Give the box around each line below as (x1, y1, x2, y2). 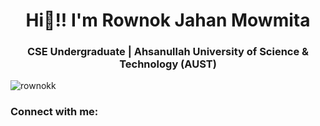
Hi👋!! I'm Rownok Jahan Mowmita (25, 9, 311, 32)
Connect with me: (10, 105, 99, 119)
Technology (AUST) (119, 57, 217, 71)
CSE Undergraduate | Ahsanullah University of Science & (26, 45, 310, 59)
